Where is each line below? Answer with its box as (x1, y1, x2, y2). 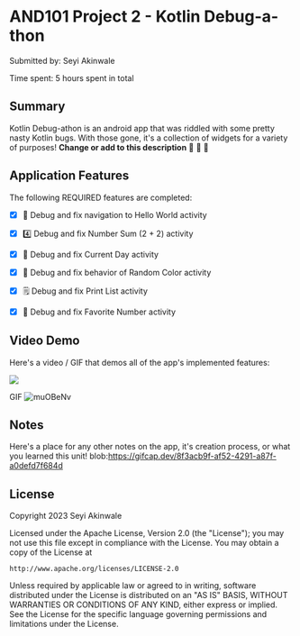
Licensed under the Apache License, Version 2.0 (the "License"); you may (9, 528, 285, 539)
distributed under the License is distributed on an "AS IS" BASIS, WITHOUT (9, 590, 288, 601)
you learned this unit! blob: (9, 450, 109, 461)
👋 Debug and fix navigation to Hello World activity (22, 209, 207, 220)
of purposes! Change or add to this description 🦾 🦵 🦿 (9, 141, 209, 152)
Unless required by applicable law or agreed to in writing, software (9, 580, 257, 591)
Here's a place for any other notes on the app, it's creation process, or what (9, 441, 291, 452)
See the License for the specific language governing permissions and (9, 609, 268, 620)
